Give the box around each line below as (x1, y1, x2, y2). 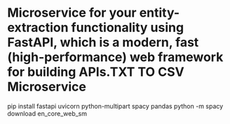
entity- (139, 5, 180, 21)
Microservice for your (7, 5, 137, 21)
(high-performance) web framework (7, 49, 224, 65)
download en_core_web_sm (7, 109, 88, 118)
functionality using (71, 20, 184, 36)
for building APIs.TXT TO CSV (7, 64, 184, 80)
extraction (7, 20, 69, 36)
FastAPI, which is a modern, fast (7, 35, 199, 50)
